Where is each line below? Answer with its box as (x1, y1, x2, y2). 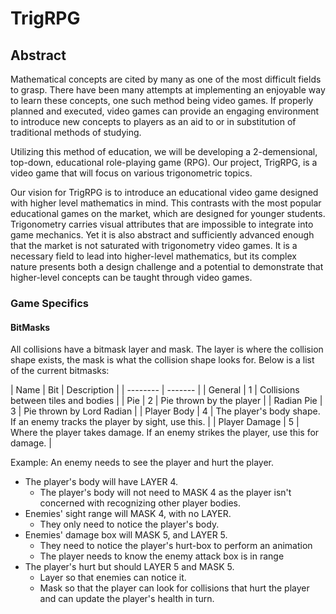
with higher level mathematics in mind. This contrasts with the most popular (10, 197, 322, 209)
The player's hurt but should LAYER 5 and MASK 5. (24, 561, 235, 573)
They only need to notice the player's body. (39, 518, 220, 531)
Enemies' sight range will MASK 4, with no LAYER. (24, 508, 232, 520)
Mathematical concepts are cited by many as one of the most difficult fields (10, 73, 322, 85)
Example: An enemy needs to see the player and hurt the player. (10, 457, 275, 469)
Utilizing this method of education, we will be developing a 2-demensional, (10, 146, 318, 157)
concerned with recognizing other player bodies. (39, 497, 241, 509)
